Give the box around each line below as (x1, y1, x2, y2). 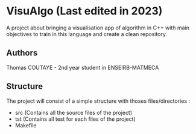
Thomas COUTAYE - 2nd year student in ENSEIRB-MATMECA (6, 64, 159, 71)
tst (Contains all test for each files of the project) (14, 115, 136, 123)
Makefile (14, 121, 37, 129)
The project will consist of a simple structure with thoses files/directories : (6, 97, 190, 105)
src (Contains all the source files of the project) (14, 109, 133, 116)
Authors (6, 48, 38, 58)
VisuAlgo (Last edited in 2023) (6, 4, 163, 18)
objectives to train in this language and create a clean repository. (6, 30, 168, 37)
